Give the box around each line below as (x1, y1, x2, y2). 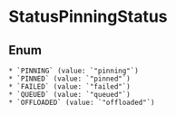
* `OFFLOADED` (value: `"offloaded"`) (8, 98, 155, 107)
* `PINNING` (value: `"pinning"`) (8, 66, 140, 75)
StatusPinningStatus (8, 6, 168, 27)
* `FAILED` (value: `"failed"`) (8, 82, 131, 91)
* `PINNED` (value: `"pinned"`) (8, 74, 131, 83)
